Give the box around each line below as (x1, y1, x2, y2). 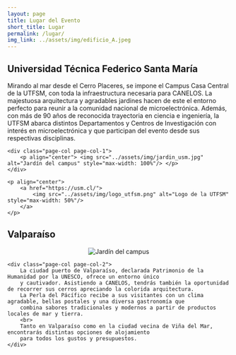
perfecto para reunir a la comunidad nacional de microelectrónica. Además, (7, 104, 228, 112)
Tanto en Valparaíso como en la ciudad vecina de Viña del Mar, (20, 323, 213, 330)
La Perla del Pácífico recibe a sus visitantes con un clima (20, 291, 203, 299)
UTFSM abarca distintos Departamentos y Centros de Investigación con (7, 119, 217, 127)
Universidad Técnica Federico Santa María (7, 63, 199, 75)
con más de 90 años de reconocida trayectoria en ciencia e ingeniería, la (7, 111, 220, 120)
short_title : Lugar (7, 23, 65, 30)
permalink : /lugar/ (7, 30, 65, 37)
